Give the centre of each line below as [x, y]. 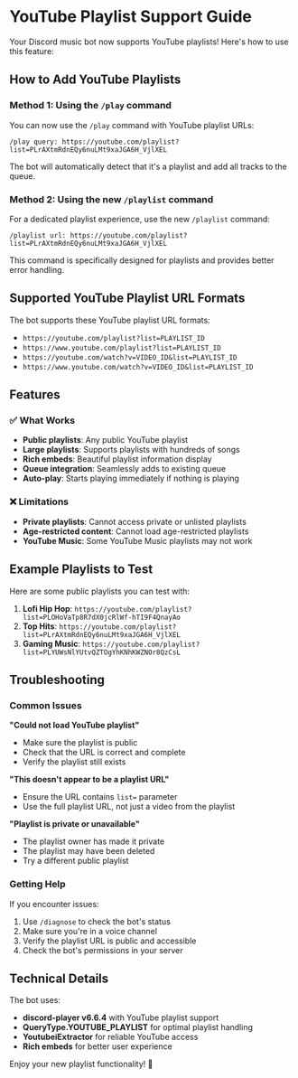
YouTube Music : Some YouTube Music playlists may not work [137, 540]
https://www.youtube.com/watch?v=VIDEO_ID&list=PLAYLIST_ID [138, 367]
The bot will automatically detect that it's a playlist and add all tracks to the [148, 166]
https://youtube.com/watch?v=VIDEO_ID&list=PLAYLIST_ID [130, 357]
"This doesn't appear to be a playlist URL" [89, 780]
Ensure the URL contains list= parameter [100, 797]
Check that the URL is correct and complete [104, 753]
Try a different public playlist [75, 861]
